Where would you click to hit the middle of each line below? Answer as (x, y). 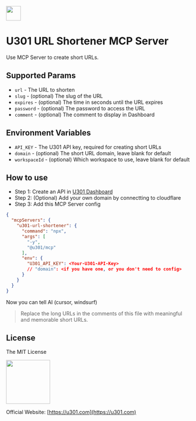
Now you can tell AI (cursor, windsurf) (52, 302)
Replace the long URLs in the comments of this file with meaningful (101, 313)
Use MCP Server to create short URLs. (52, 57)
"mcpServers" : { (31, 220)
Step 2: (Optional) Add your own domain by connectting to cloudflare (98, 198)
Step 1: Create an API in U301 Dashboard (63, 192)
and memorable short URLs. (54, 319)
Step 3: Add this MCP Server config (58, 204)
